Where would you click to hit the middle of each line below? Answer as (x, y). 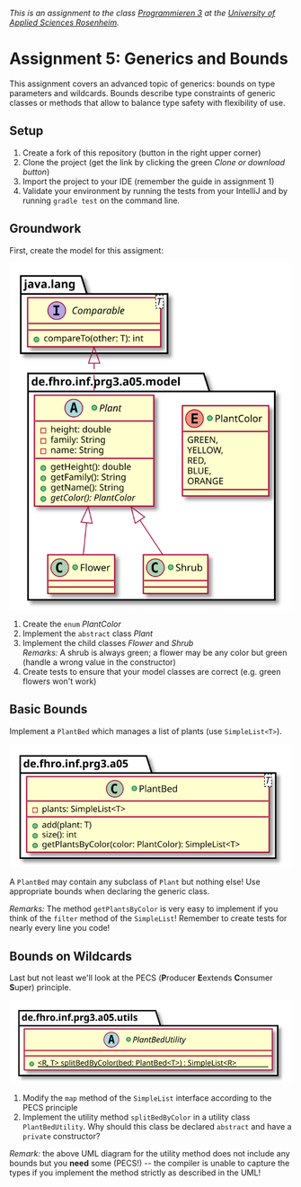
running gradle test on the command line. (101, 200)
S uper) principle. (40, 988)
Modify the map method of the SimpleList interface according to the (147, 1098)
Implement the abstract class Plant (88, 633)
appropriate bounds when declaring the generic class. (110, 891)
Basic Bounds (49, 709)
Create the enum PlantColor (71, 624)
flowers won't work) (59, 681)
